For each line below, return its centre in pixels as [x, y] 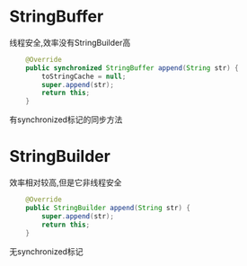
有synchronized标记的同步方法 [66, 120]
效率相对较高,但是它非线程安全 [66, 182]
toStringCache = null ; [84, 76]
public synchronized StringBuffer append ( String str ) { [132, 68]
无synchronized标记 [46, 251]
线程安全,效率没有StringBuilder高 [70, 42]
